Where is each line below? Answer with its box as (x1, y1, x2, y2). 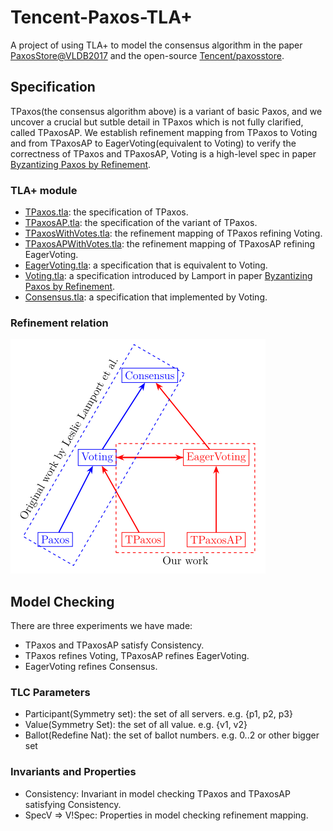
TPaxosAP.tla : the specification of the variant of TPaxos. (24, 217, 258, 229)
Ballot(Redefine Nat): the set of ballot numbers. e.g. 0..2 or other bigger (24, 729, 320, 741)
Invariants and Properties (10, 765, 137, 779)
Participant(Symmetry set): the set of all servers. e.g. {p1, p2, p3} (24, 708, 293, 720)
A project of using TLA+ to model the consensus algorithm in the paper (10, 39, 303, 51)
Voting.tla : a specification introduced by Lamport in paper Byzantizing (24, 270, 313, 282)
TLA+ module (10, 183, 78, 197)
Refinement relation (10, 316, 109, 330)
